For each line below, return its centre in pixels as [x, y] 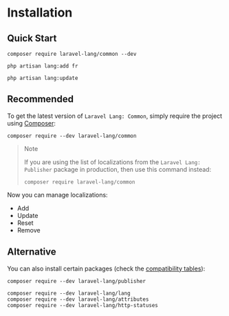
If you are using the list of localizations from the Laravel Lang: [112, 162]
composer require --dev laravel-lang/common [72, 136]
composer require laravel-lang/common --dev [72, 54]
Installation [40, 13]
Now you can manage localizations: [57, 195]
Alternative [32, 252]
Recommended [41, 99]
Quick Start [32, 38]
